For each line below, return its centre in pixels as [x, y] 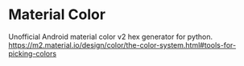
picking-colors [33, 53]
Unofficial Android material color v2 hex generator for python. [111, 37]
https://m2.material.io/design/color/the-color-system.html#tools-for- [122, 45]
